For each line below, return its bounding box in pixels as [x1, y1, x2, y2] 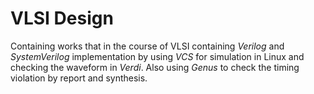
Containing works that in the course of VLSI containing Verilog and [10, 40, 285, 52]
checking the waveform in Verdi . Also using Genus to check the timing [10, 61, 300, 73]
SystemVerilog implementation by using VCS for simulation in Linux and [10, 50, 305, 62]
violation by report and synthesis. [10, 72, 148, 84]
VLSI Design [10, 7, 114, 30]
